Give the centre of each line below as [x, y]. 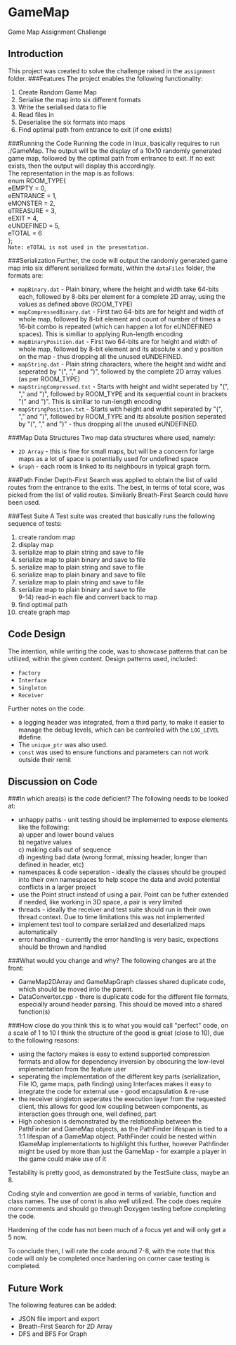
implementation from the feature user [72, 1069]
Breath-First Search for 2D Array [65, 1327]
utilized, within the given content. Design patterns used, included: [103, 658]
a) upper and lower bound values [66, 835]
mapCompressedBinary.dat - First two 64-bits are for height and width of [121, 312]
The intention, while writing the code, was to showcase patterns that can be [118, 651]
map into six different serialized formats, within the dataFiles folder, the [112, 268]
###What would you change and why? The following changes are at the [112, 961]
